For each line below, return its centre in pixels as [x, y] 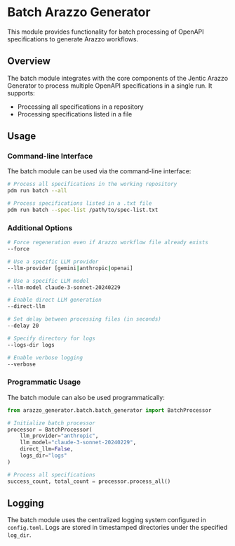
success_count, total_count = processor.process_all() [89, 481]
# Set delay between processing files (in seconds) [84, 319]
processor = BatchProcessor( [50, 430]
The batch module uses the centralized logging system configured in [107, 520]
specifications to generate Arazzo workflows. [73, 39]
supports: [21, 93]
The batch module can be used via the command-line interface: [99, 171]
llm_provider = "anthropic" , [59, 436]
